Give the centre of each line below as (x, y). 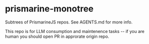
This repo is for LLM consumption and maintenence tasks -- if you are (75, 31)
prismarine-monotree (49, 9)
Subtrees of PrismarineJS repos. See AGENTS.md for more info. (69, 22)
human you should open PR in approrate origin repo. (57, 36)
